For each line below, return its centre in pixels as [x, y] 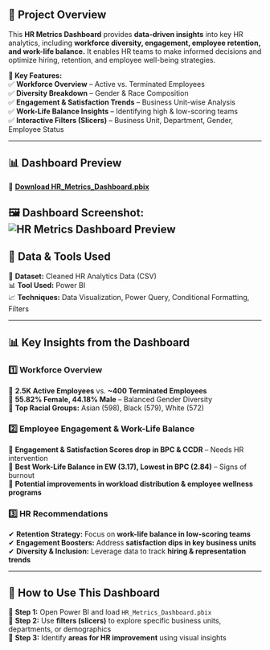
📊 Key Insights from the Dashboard [99, 343]
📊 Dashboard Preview [65, 163]
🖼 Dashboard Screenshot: [76, 213]
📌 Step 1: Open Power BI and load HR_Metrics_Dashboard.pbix [110, 611]
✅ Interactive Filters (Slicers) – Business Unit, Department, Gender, [121, 120]
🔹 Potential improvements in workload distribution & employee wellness [131, 483]
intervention [28, 458]
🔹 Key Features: [35, 75]
